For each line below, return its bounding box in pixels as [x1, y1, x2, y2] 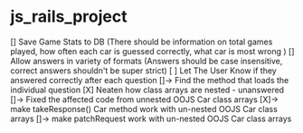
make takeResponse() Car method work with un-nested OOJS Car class [10, 103, 279, 114]
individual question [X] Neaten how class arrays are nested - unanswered [10, 84, 284, 95]
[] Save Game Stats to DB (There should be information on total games [10, 36, 273, 47]
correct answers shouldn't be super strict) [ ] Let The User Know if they [10, 65, 277, 76]
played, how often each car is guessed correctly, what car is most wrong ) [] [10, 45, 295, 56]
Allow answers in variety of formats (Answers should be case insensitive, [10, 55, 283, 66]
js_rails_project [10, 6, 128, 27]
